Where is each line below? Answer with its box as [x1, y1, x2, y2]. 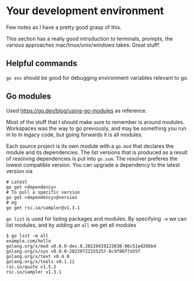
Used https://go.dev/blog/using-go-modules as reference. [6, 107, 147, 114]
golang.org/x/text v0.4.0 [6, 253, 69, 259]
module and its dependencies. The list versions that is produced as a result [6, 149, 188, 156]
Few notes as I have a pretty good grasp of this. [6, 24, 122, 31]
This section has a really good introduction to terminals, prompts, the [6, 35, 173, 42]
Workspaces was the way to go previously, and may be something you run [6, 125, 187, 132]
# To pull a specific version [6, 189, 81, 195]
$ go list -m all [6, 233, 49, 238]
